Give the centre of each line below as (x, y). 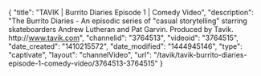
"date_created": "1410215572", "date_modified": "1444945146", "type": (125, 46)
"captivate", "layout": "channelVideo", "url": (80, 55)
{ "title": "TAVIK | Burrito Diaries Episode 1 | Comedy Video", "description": (131, 12)
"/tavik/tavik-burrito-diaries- (200, 55)
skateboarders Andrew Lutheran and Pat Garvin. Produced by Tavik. (121, 29)
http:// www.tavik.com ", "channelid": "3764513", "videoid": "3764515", (124, 38)
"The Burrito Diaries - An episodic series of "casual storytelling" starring (128, 21)
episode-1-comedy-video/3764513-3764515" (83, 63)
